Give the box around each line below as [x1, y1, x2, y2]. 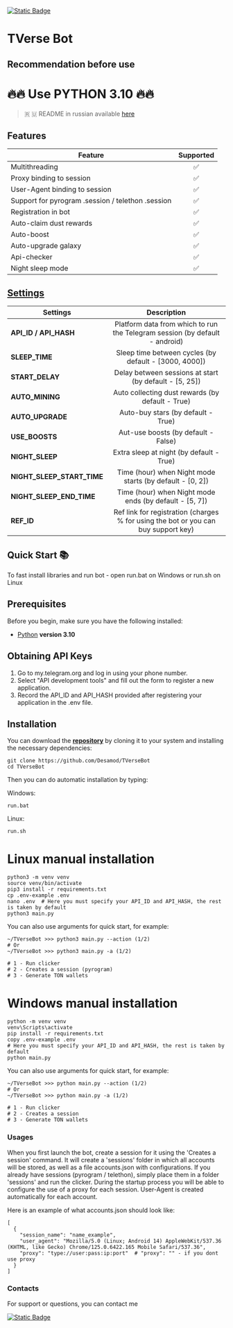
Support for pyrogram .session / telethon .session [10, 196, 172, 206]
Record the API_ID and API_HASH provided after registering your [17, 690, 202, 699]
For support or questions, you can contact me [7, 1300, 139, 1308]
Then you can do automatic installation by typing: [7, 776, 148, 784]
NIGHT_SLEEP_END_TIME [10, 492, 96, 502]
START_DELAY [10, 372, 60, 382]
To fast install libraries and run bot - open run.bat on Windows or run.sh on [7, 570, 221, 579]
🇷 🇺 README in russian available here [24, 110, 135, 118]
